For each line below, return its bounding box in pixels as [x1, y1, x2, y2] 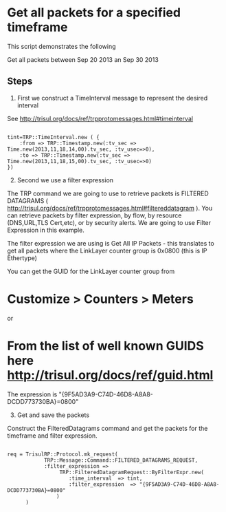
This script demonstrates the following [7, 42, 116, 50]
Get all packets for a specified [7, 5, 181, 21]
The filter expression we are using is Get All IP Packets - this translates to [7, 239, 214, 247]
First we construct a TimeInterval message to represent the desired [16, 94, 208, 102]
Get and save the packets [16, 411, 90, 419]
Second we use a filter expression [16, 175, 114, 184]
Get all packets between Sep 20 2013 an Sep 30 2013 [7, 55, 159, 63]
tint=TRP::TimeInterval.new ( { [7, 134, 100, 140]
